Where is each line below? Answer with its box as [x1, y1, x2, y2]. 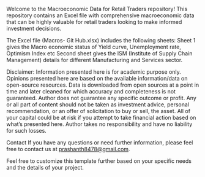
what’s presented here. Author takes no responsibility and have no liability [6, 120, 193, 128]
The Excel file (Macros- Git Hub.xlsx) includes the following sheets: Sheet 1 [6, 37, 196, 44]
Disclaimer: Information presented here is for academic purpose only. [6, 68, 182, 76]
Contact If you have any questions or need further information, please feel [6, 139, 193, 146]
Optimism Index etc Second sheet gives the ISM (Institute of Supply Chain [6, 50, 193, 57]
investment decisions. [6, 25, 62, 32]
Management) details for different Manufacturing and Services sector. [6, 57, 183, 63]
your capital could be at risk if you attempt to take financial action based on [6, 114, 196, 121]
